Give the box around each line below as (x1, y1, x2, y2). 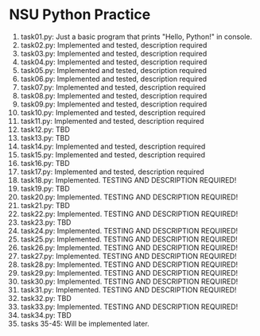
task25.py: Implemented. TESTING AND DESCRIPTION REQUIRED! (20, 234, 238, 244)
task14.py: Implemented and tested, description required (20, 141, 206, 151)
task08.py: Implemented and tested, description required (20, 91, 208, 100)
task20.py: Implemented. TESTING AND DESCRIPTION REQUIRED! (20, 192, 239, 202)
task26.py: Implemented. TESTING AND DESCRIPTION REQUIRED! (20, 242, 238, 252)
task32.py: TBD (20, 293, 72, 303)
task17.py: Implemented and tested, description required (20, 167, 205, 176)
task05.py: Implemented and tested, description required (20, 65, 208, 75)
